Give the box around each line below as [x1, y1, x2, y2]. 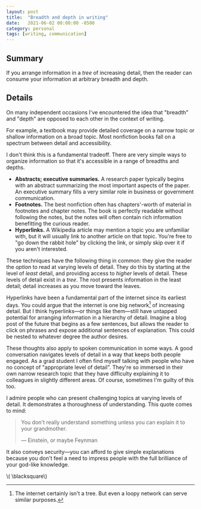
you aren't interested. [14, 245, 68, 252]
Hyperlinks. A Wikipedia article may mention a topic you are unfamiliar [14, 226, 190, 234]
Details [6, 93, 33, 103]
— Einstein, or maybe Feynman [20, 437, 98, 444]
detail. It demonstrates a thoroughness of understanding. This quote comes [6, 401, 193, 408]
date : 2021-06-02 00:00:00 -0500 [6, 20, 95, 26]
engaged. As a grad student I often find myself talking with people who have [6, 357, 194, 365]
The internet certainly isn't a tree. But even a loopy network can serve [14, 490, 187, 497]
